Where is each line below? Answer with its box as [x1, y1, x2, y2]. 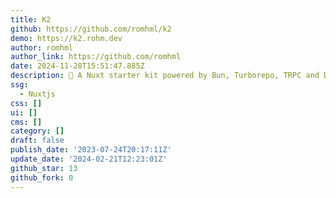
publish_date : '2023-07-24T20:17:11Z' [10, 145, 172, 155]
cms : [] [10, 117, 43, 127]
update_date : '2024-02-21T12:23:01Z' [10, 154, 168, 164]
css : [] [10, 98, 43, 108]
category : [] [10, 126, 65, 136]
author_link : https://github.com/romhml [10, 52, 182, 62]
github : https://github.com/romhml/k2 [10, 24, 172, 34]
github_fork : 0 [10, 172, 74, 183]
